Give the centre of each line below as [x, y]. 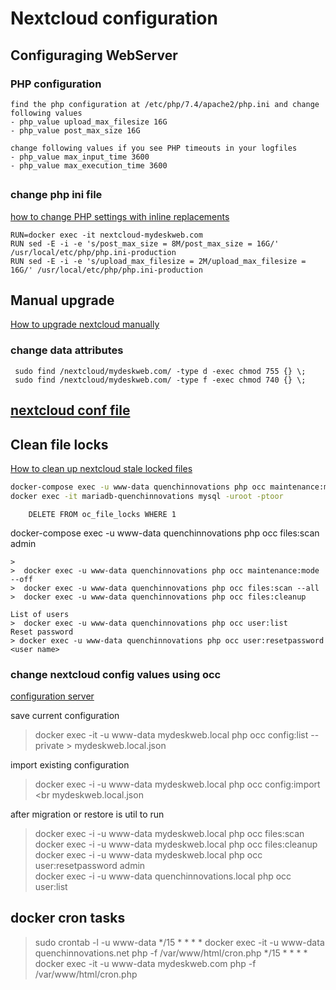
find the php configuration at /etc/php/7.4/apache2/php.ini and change [165, 104]
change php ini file [56, 195]
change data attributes [67, 350]
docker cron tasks [68, 918]
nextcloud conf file [70, 410]
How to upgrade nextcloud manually [85, 324]
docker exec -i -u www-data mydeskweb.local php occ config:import [177, 784]
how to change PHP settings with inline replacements [120, 216]
